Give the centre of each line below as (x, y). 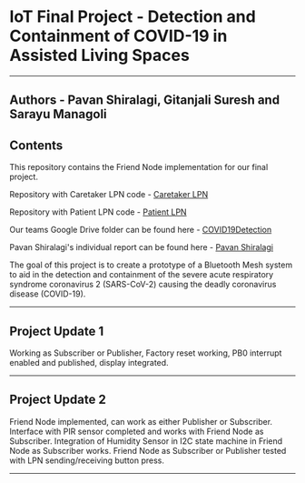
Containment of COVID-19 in (118, 36)
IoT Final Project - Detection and (133, 17)
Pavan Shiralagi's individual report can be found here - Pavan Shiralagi (142, 247)
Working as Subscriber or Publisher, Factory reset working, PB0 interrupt (146, 353)
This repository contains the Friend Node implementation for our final (139, 167)
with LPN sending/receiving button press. (87, 460)
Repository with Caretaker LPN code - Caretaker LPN (109, 195)
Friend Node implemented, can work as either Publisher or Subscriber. (141, 421)
